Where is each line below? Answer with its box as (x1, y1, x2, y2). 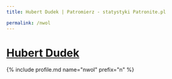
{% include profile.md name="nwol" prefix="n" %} (6, 66, 135, 74)
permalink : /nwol (6, 19, 51, 26)
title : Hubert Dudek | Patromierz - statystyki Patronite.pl (6, 9, 166, 15)
